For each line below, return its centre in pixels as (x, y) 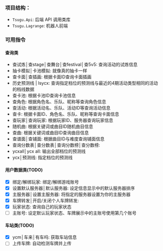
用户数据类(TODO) (24, 170)
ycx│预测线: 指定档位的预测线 (42, 158)
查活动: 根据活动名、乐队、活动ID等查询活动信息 (61, 108)
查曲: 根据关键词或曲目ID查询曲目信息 (51, 133)
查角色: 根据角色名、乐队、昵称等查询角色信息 (59, 102)
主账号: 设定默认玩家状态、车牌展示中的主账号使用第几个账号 (74, 213)
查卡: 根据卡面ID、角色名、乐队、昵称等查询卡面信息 (66, 114)
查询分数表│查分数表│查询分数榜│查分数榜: (56, 145)
